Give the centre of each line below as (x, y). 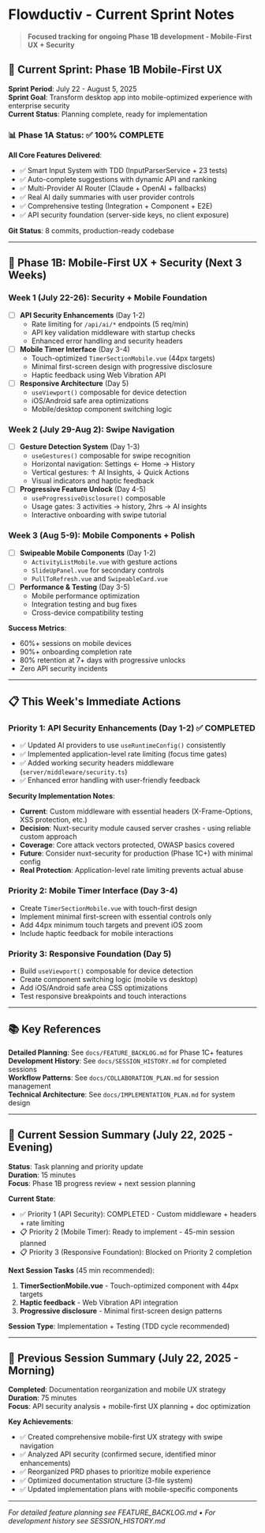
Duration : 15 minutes (42, 1175)
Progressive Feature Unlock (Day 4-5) (83, 489)
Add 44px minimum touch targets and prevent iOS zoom (111, 925)
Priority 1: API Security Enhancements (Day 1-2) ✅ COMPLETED (132, 728)
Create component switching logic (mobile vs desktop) (109, 980)
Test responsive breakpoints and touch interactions (103, 996)
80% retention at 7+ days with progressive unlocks (103, 660)
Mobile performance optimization (86, 595)
